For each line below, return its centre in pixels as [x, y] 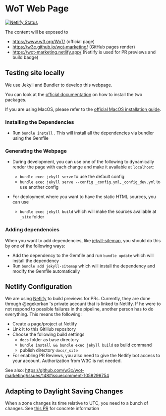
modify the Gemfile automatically [46, 271]
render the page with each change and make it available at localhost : [83, 167]
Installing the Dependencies [40, 122]
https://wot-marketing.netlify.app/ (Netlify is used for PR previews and [84, 52]
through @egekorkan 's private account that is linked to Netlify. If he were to [83, 304]
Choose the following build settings [48, 334]
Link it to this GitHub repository [44, 329]
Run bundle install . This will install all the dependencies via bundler [83, 133]
